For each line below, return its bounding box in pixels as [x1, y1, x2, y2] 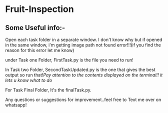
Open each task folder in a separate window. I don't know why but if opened [5, 36, 162, 42]
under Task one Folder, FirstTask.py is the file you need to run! [5, 57, 133, 63]
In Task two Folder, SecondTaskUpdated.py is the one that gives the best [5, 66, 156, 72]
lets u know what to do [5, 77, 52, 83]
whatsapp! [5, 102, 27, 108]
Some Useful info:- [5, 23, 65, 32]
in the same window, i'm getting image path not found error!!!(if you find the [5, 42, 161, 48]
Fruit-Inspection [5, 3, 74, 15]
